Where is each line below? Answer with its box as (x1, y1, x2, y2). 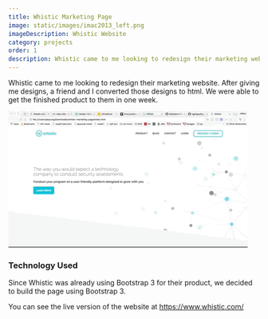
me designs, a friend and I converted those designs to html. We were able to (8, 86, 259, 96)
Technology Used (8, 260, 78, 271)
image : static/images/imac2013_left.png (8, 21, 145, 30)
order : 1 (8, 46, 37, 55)
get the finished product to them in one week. (8, 95, 158, 104)
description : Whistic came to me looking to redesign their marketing (8, 55, 248, 63)
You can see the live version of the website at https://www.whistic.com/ (8, 302, 244, 312)
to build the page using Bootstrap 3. (8, 286, 126, 296)
